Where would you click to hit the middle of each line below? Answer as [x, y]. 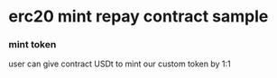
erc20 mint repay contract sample [138, 17]
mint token [32, 45]
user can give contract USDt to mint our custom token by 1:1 [120, 64]
